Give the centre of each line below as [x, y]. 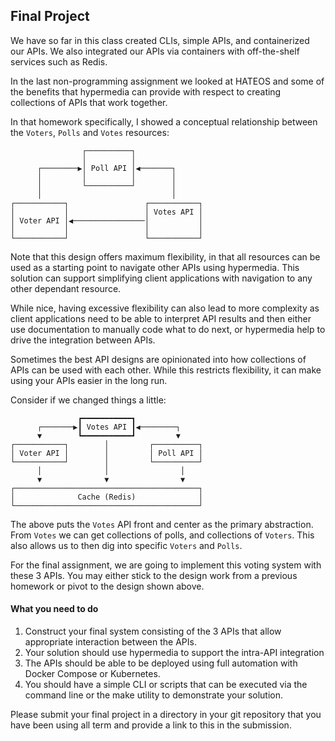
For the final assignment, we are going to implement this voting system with [166, 565]
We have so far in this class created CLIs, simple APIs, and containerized [160, 40]
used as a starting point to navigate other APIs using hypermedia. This [155, 267]
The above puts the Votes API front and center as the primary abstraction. [162, 524]
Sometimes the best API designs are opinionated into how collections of [158, 359]
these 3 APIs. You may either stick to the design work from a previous [154, 575]
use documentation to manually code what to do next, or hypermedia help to [168, 329]
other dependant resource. [66, 288]
